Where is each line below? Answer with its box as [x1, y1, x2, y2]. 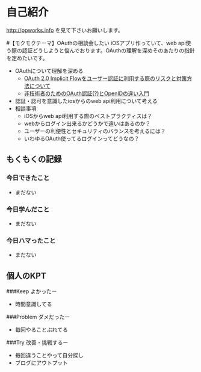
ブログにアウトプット [14, 359, 68, 367]
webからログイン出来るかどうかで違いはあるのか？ [23, 120, 151, 127]
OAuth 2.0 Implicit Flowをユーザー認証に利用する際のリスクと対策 [23, 75, 187, 82]
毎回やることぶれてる [14, 326, 68, 333]
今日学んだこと [6, 205, 50, 214]
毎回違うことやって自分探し [14, 352, 84, 359]
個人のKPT [6, 270, 46, 281]
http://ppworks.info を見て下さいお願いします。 [6, 26, 123, 34]
